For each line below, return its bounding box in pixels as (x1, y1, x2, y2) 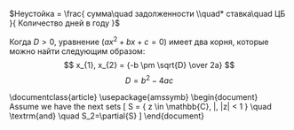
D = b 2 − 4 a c (124, 73, 174, 86)
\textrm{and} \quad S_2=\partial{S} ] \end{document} (9, 111, 204, 121)
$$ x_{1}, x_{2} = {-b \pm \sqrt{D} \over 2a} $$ (63, 59, 235, 70)
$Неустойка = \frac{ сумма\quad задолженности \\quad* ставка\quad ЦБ (9, 9, 286, 19)
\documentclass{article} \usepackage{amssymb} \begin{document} (9, 92, 258, 103)
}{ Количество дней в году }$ (9, 18, 121, 28)
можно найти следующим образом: (9, 45, 146, 57)
